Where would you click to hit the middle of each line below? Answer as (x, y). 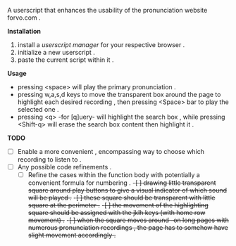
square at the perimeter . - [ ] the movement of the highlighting (118, 205)
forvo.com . (24, 18)
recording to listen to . (49, 160)
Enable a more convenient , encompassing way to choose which (111, 151)
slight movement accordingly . (72, 235)
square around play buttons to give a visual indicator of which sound (128, 190)
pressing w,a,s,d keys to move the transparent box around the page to (119, 95)
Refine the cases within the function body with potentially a (114, 175)
